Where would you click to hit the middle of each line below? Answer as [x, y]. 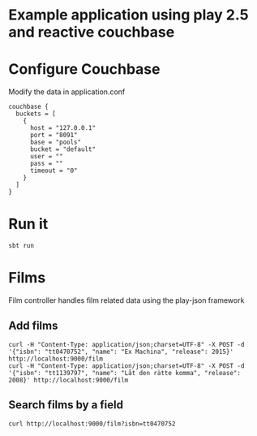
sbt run [21, 246]
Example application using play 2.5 [128, 15]
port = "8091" [54, 136]
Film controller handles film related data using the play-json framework [126, 300]
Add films [33, 326]
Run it [28, 224]
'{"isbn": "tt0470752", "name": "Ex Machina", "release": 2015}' [121, 352]
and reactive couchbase [92, 32]
